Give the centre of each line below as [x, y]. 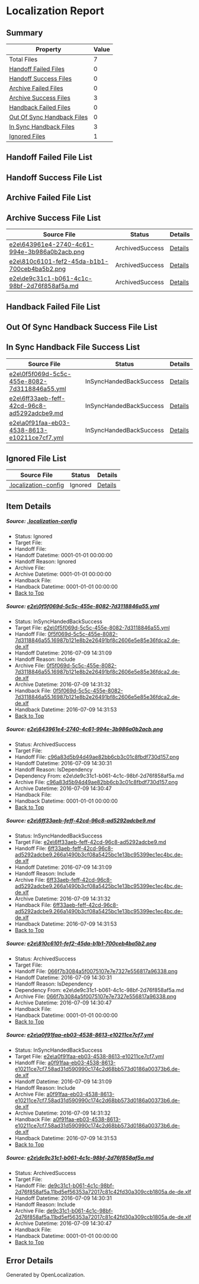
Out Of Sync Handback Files [49, 117]
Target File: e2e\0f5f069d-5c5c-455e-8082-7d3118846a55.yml [92, 627]
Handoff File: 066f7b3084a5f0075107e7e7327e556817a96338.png [96, 971]
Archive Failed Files [36, 88]
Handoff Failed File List [49, 157]
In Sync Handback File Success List [73, 347]
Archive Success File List [54, 218]
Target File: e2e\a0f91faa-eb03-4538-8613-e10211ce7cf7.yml [89, 1056]
